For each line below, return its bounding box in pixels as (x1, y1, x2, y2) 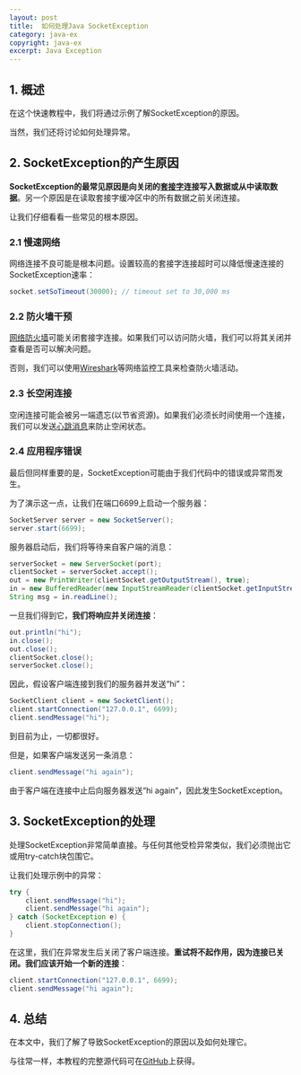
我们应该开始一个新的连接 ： (24, 957, 127, 968)
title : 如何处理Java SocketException (9, 22, 150, 31)
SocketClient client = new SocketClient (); (9, 697, 175, 706)
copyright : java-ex (9, 38, 82, 48)
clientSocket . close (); (9, 653, 94, 662)
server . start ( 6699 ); (9, 524, 87, 533)
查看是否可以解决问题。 (9, 343, 96, 355)
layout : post (9, 13, 58, 22)
